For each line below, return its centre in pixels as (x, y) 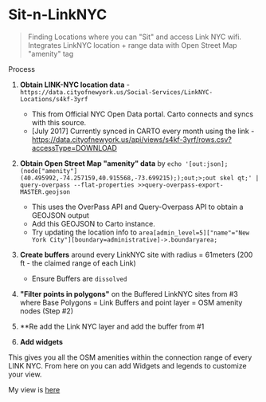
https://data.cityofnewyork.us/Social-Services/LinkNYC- (116, 92)
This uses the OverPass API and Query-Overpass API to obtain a (137, 207)
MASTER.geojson (45, 192)
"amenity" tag (51, 53)
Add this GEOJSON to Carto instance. (93, 223)
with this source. (59, 122)
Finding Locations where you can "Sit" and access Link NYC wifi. (134, 37)
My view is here (34, 389)
